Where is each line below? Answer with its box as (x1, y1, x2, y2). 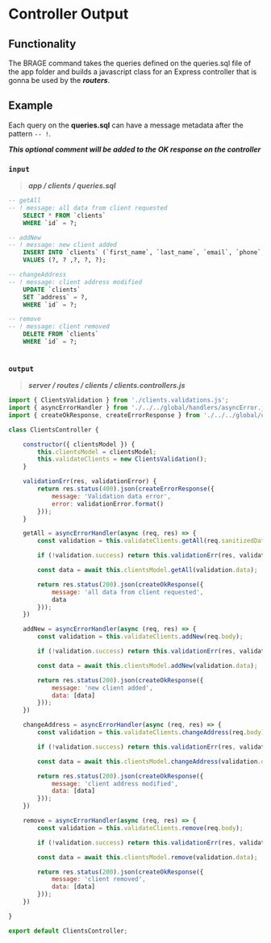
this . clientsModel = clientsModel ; (37, 448, 157, 456)
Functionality (8, 37, 77, 51)
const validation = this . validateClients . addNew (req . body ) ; (37, 632, 244, 641)
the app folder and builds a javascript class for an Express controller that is (8, 67, 257, 77)
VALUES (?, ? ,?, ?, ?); (23, 256, 106, 265)
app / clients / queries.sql (27, 181, 116, 190)
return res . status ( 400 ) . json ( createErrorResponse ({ (37, 485, 215, 493)
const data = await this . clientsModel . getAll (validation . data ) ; (37, 566, 258, 574)
